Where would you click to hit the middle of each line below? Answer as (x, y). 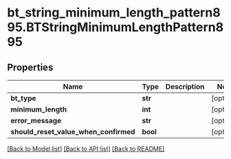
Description (185, 86)
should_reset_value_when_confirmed (73, 132)
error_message (36, 120)
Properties (30, 67)
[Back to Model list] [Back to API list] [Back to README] (86, 149)
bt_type (23, 98)
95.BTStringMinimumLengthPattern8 (115, 27)
